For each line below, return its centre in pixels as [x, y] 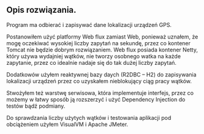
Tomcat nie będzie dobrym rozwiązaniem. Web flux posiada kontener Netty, [102, 50]
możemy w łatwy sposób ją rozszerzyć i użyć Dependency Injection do [96, 99]
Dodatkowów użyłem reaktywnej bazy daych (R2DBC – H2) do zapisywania [101, 74]
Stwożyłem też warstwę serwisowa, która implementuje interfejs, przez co [100, 93]
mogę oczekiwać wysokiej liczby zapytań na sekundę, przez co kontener [99, 43]
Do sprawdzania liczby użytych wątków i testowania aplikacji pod [89, 117]
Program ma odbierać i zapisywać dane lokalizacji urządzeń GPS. [89, 24]
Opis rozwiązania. [41, 10]
